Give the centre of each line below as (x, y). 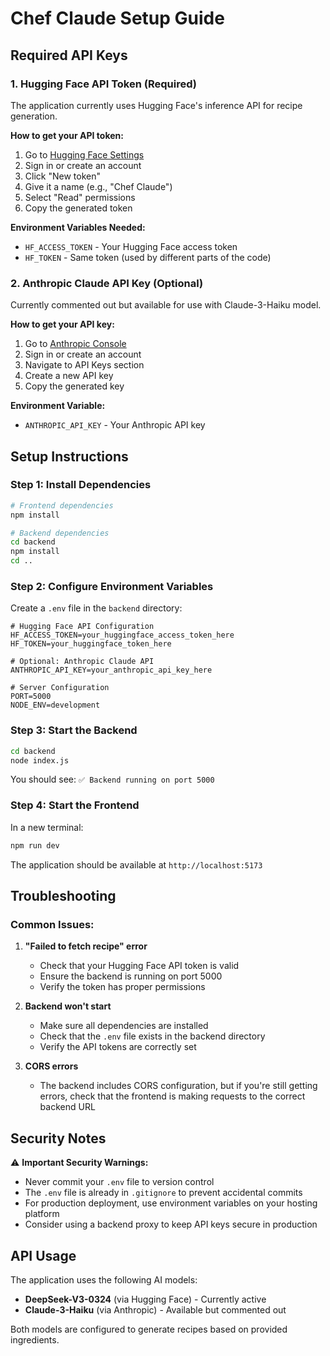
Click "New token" (62, 176)
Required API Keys (69, 55)
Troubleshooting (63, 896)
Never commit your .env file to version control (119, 1182)
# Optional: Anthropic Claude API (82, 662)
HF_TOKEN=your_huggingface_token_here (91, 644)
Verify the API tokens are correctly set (118, 1047)
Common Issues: (52, 924)
